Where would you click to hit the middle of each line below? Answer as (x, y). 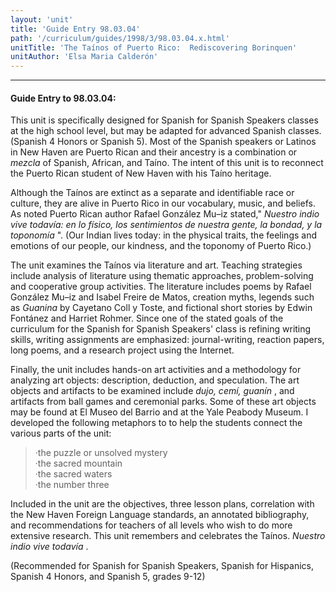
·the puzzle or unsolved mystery (101, 453)
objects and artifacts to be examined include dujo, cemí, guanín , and (152, 391)
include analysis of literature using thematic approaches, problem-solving (162, 276)
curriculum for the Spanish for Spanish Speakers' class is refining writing (161, 329)
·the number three (72, 485)
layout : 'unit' (42, 19)
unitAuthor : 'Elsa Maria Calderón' (84, 57)
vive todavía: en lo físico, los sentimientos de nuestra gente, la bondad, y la (166, 225)
